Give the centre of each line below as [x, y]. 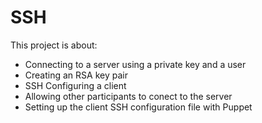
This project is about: [54, 45]
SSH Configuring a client [75, 85]
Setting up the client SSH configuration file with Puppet [138, 107]
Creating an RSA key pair [76, 75]
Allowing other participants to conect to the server [128, 96]
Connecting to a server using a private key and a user [135, 64]
